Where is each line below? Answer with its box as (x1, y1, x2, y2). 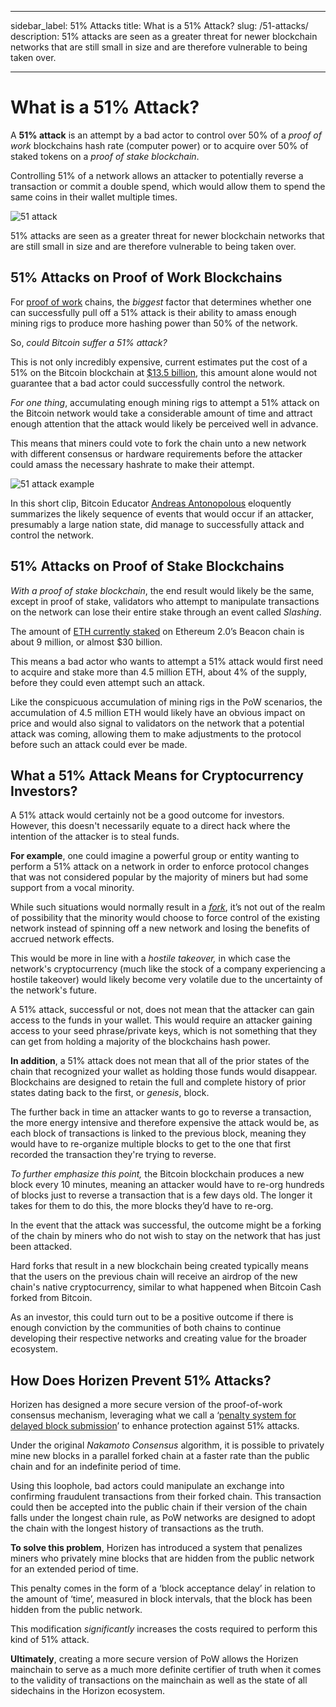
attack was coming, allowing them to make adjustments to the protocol (10, 727, 302, 740)
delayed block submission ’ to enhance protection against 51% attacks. (10, 1420, 300, 1432)
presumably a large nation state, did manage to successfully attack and (10, 518, 305, 530)
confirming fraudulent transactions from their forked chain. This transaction (10, 1491, 322, 1503)
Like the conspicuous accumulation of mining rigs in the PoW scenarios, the (10, 696, 323, 708)
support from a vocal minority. (10, 882, 135, 894)
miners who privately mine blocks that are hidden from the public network (10, 1552, 315, 1565)
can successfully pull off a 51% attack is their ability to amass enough (10, 306, 297, 318)
